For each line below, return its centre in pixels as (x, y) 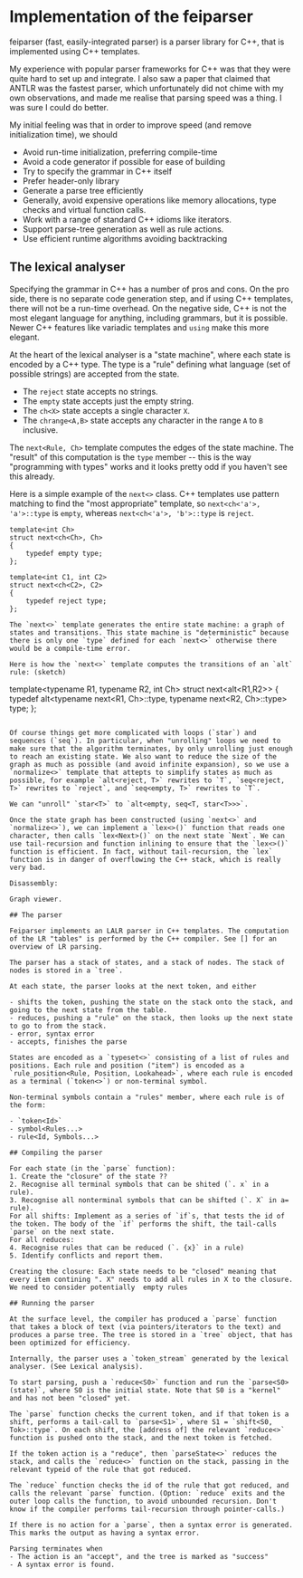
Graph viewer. (36, 899)
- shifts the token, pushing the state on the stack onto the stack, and (151, 1002)
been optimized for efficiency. (70, 1343)
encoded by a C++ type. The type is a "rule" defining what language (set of (150, 364)
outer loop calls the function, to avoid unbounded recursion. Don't (143, 1501)
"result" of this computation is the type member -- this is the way (130, 457)
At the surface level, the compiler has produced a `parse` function (143, 1319)
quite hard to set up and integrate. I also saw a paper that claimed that (140, 78)
